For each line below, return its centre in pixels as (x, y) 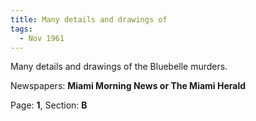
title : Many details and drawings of (89, 19)
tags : (21, 29)
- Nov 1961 (42, 38)
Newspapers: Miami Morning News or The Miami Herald (128, 86)
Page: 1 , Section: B (49, 105)
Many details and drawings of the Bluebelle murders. (119, 67)
